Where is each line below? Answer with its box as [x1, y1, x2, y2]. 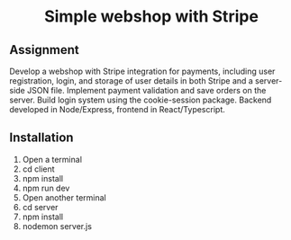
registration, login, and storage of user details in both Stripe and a [9, 76, 254, 86]
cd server [22, 201, 59, 212]
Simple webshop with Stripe [43, 6, 259, 27]
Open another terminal [22, 191, 106, 203]
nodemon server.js [22, 220, 93, 231]
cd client [22, 164, 56, 174]
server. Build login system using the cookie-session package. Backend [9, 94, 272, 105]
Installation [9, 130, 74, 146]
